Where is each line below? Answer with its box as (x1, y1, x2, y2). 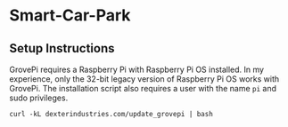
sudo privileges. (9, 92, 69, 103)
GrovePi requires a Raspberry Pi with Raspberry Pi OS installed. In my (9, 64, 265, 75)
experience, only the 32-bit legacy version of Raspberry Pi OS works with (9, 74, 280, 84)
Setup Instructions (9, 41, 115, 56)
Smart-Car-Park (9, 5, 131, 26)
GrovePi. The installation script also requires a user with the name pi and (9, 83, 276, 93)
